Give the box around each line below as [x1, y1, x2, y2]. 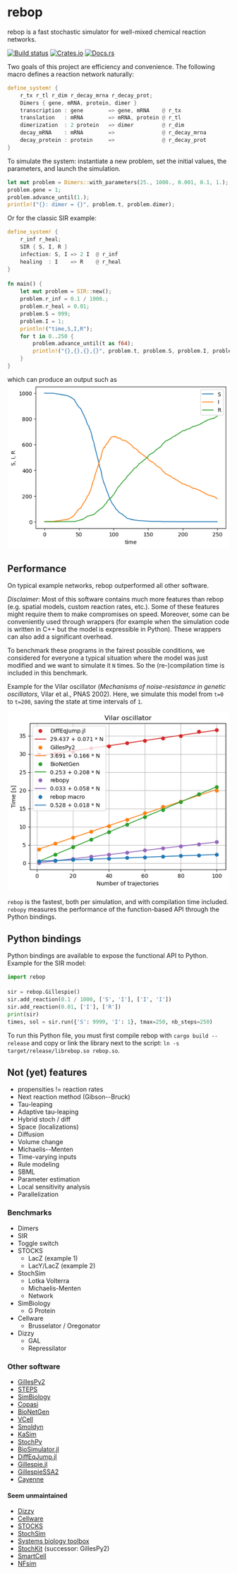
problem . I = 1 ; [20, 318, 65, 325]
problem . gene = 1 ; [7, 186, 61, 193]
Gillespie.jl [17, 1460, 48, 1468]
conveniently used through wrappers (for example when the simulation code [7, 618, 229, 626]
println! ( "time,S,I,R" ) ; [20, 325, 93, 332]
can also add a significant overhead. [7, 632, 113, 641]
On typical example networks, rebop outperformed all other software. [7, 582, 209, 590]
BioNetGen [17, 1407, 49, 1416]
